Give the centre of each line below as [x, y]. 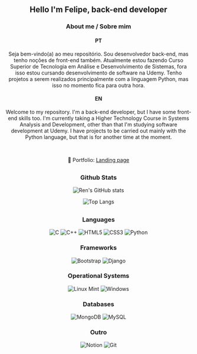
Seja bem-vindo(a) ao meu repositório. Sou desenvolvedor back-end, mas [98, 54]
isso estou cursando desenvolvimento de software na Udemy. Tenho [98, 73]
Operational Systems [98, 276]
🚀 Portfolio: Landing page [98, 160]
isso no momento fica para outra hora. [98, 85]
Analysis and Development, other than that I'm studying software [98, 124]
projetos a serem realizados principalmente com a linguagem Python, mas [98, 79]
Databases [98, 304]
